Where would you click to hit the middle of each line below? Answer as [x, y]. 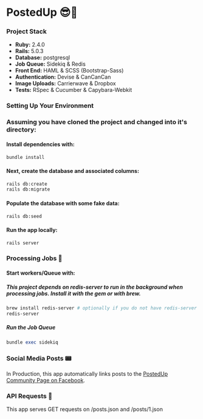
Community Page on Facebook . [46, 380]
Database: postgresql [43, 58]
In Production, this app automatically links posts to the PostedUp [87, 373]
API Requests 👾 [29, 396]
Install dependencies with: [40, 144]
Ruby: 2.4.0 [30, 44]
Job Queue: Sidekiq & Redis [50, 64]
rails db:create [27, 184]
